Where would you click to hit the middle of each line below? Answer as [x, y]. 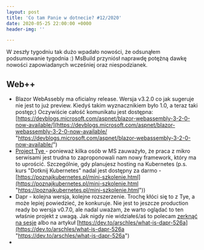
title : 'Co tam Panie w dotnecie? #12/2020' [64, 18]
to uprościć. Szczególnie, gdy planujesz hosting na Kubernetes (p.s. [101, 164]
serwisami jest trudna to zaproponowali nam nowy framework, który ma [106, 157]
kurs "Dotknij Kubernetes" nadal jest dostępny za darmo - [88, 171]
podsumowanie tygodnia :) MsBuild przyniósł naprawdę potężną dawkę [96, 58]
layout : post [23, 12]
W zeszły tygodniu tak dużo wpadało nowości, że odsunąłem [83, 52]
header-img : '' [26, 29]
